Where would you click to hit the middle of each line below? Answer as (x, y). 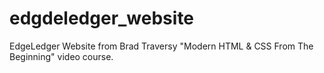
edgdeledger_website (102, 18)
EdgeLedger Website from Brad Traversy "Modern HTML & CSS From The (161, 46)
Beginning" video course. (61, 56)
